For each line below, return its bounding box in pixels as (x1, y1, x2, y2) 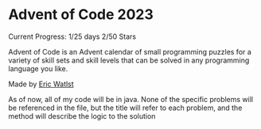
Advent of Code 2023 (8, 6, 154, 24)
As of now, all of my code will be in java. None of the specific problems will (8, 94, 254, 104)
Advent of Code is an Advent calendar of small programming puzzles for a (8, 47, 252, 56)
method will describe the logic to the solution (8, 111, 156, 120)
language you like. (8, 63, 68, 73)
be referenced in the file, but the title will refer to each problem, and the (8, 103, 243, 112)
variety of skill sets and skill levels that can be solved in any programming (8, 55, 250, 65)
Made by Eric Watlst (8, 79, 74, 89)
